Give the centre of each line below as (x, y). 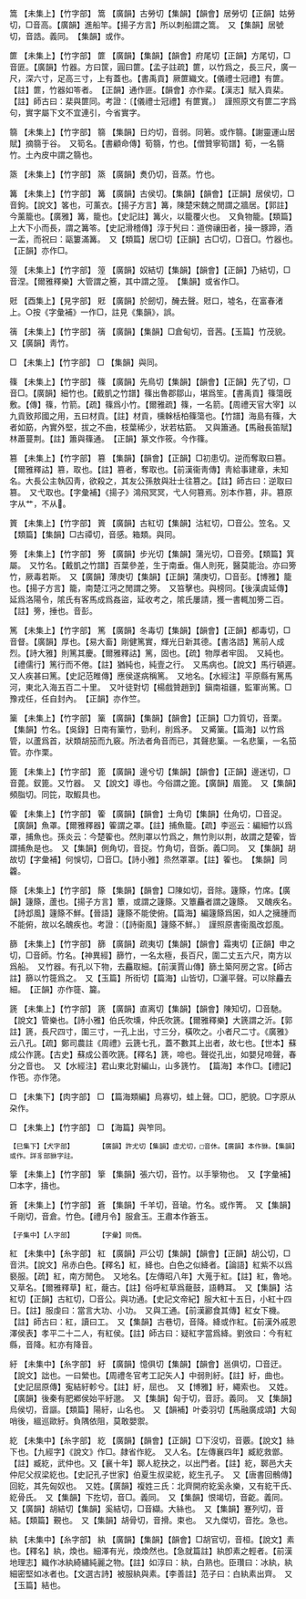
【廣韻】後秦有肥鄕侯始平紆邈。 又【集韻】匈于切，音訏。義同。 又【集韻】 (153, 1398)
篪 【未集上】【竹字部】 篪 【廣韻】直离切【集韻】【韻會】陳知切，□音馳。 (148, 1009)
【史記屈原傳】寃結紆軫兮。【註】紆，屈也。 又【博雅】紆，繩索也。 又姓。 (151, 1386)
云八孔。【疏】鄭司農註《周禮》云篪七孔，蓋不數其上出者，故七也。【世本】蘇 (153, 1043)
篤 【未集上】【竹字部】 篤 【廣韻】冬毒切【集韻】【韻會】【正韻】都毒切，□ (150, 630)
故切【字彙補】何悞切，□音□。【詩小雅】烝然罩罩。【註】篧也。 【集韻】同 (148, 859)
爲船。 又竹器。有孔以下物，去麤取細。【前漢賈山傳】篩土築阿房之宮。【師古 (151, 966)
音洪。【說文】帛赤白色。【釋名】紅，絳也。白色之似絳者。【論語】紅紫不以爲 (151, 1265)
